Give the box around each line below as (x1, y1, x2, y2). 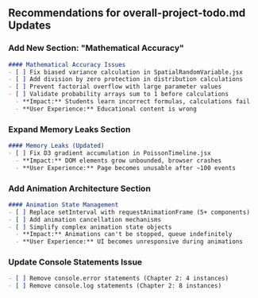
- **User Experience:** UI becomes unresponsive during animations (15, 238, 244, 246)
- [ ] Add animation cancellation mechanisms (8, 215, 161, 223)
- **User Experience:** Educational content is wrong (15, 105, 197, 113)
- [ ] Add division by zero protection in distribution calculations (8, 75, 244, 83)
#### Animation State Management (8, 200, 119, 209)
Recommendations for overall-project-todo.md (8, 6, 246, 20)
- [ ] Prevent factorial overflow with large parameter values (8, 83, 222, 91)
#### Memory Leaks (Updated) (8, 142, 105, 150)
